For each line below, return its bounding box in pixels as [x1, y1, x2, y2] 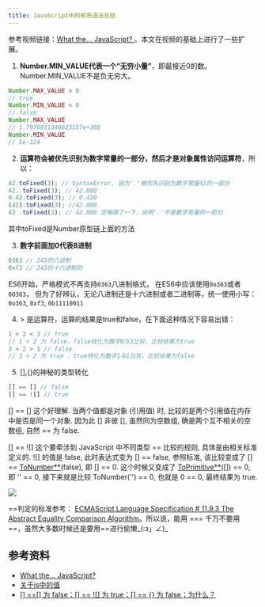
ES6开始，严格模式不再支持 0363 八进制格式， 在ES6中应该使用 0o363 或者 [8, 279, 241, 289]
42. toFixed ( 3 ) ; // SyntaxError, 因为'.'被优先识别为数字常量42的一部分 [8, 179, 231, 187]
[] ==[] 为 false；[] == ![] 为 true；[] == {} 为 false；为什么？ [19, 590, 216, 599]
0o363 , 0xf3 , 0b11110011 [8, 298, 84, 307]
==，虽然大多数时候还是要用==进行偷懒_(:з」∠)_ [8, 524, 168, 533]
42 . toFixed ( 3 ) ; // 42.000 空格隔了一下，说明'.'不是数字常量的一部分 [8, 209, 223, 217]
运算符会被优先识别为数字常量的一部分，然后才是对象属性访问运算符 [19, 154, 242, 163]
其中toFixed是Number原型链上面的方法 [8, 224, 135, 233]
